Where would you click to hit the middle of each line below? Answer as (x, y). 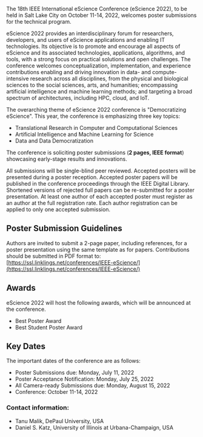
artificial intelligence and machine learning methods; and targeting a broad (99, 91)
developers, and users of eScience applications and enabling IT (86, 40)
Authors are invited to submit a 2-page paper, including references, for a (97, 243)
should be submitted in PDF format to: (54, 256)
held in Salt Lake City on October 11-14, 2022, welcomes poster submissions (101, 15)
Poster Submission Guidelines (64, 229)
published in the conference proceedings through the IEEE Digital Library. (98, 184)
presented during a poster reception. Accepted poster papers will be (92, 177)
